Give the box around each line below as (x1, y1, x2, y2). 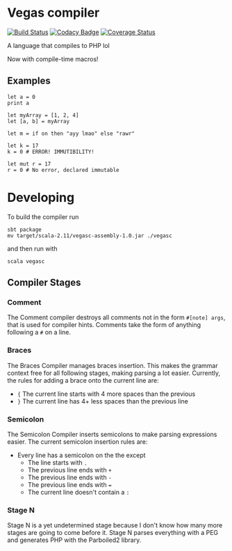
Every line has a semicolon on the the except (17, 451, 146, 459)
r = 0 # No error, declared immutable (7, 166, 119, 173)
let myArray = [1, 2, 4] (7, 111, 79, 119)
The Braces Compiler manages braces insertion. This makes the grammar (7, 361, 218, 369)
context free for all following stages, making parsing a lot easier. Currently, (7, 369, 221, 377)
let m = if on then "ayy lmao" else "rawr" (7, 130, 135, 137)
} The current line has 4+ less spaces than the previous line (17, 397, 189, 405)
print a (7, 99, 30, 106)
